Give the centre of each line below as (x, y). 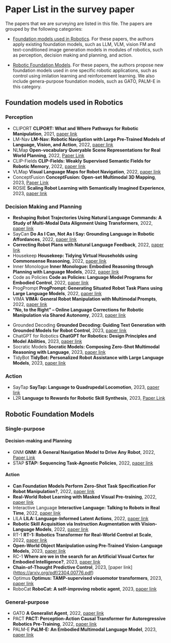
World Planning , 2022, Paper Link (49, 155)
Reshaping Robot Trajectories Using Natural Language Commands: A (87, 217)
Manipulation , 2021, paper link (45, 134)
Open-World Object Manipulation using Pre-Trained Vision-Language (88, 545)
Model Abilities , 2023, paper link (47, 341)
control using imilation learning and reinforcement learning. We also (83, 75)
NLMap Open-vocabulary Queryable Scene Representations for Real (87, 150)
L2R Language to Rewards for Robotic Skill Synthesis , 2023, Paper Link (89, 398)
